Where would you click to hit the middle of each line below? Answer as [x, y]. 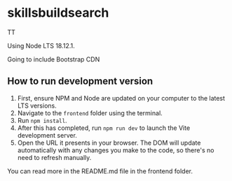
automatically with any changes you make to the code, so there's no [116, 150]
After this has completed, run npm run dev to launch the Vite [104, 128]
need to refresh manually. [54, 157]
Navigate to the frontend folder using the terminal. [90, 113]
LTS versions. [37, 106]
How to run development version [80, 81]
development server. [47, 135]
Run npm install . [42, 120]
